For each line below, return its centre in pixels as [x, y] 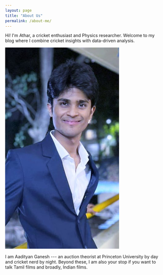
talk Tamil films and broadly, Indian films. [46, 267]
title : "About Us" [24, 16]
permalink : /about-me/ [28, 21]
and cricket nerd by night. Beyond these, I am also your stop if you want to [81, 262]
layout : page [18, 10]
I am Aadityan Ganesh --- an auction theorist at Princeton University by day [82, 257]
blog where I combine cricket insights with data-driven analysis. [70, 41]
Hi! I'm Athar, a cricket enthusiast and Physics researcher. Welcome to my [80, 36]
